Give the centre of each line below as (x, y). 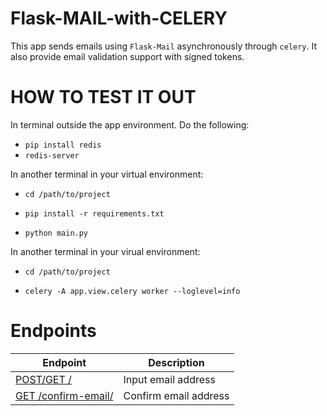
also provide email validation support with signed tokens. (127, 56)
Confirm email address (176, 395)
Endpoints (53, 331)
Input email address (169, 379)
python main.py (56, 233)
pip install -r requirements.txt (94, 213)
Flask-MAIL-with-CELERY (119, 18)
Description (176, 362)
